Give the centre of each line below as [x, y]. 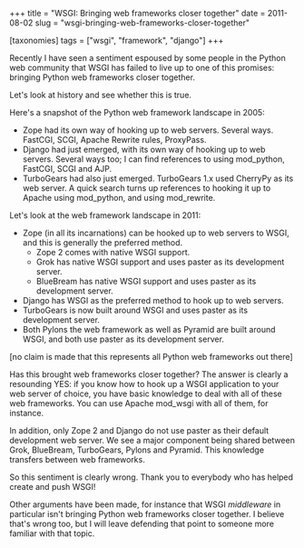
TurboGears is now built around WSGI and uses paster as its [135, 310]
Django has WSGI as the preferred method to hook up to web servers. [153, 300]
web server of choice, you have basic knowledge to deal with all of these [146, 394]
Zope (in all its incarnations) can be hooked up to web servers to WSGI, [156, 233]
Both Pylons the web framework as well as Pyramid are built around [149, 329]
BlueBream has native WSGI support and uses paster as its [146, 281]
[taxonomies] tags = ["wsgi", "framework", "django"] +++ [117, 40]
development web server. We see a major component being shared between [152, 440]
